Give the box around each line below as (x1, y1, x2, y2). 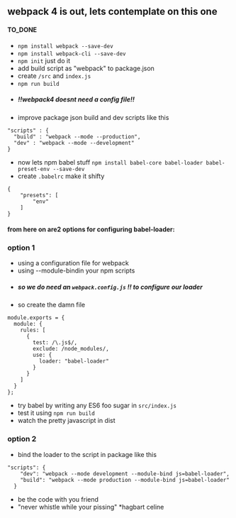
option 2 (7, 434, 37, 444)
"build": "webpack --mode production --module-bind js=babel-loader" (20, 476, 230, 483)
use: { (33, 351, 52, 359)
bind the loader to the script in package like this (17, 450, 157, 458)
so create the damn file (17, 301, 86, 309)
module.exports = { (7, 314, 65, 321)
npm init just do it (17, 56, 71, 65)
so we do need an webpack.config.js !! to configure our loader (17, 283, 203, 292)
